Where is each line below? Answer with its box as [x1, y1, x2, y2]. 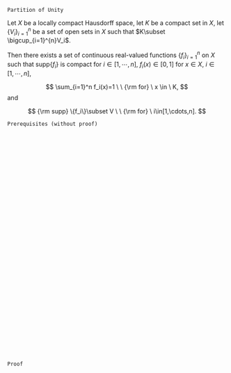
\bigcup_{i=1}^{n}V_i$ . [7, 36, 71, 45]
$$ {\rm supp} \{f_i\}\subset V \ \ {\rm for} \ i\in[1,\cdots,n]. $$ [27, 106, 207, 115]
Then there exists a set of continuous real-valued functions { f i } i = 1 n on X [7, 49, 216, 61]
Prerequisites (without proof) [7, 120, 98, 127]
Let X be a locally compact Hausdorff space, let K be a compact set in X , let [7, 19, 224, 27]
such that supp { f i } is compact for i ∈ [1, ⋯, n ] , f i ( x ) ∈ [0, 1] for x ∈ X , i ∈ [7, 60, 215, 70]
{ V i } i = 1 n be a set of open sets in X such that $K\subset [7, 26, 166, 38]
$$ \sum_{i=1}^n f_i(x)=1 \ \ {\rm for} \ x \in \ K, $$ [45, 82, 189, 90]
